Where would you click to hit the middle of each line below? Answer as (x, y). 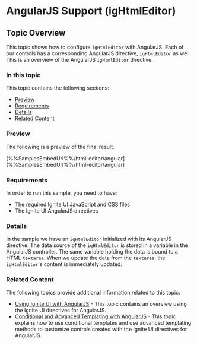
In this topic (23, 75)
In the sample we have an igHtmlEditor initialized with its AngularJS (89, 239)
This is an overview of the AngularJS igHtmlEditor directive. (80, 60)
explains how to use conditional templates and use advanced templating (103, 323)
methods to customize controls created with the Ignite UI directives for (101, 329)
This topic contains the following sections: (58, 88)
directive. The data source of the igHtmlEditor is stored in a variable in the (97, 245)
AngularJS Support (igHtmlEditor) (91, 11)
